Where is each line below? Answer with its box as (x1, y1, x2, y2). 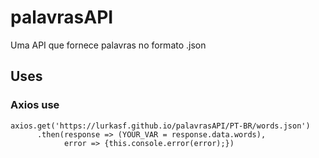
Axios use (10, 98, 60, 112)
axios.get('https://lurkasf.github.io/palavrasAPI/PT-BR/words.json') (10, 121, 311, 131)
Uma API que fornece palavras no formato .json (10, 39, 207, 51)
